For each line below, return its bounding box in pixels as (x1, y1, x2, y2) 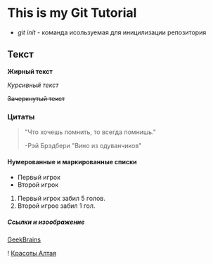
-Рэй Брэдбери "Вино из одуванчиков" (24, 142, 142, 150)
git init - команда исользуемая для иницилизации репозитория (17, 28, 207, 37)
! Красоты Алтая (7, 249, 57, 258)
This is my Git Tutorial (7, 5, 137, 21)
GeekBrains (7, 235, 41, 244)
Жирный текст (7, 67, 53, 75)
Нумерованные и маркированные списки (7, 157, 137, 166)
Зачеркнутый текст (7, 94, 65, 103)
